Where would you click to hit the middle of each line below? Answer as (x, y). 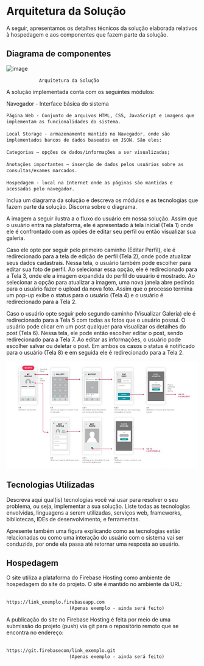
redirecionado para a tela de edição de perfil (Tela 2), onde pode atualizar (99, 256)
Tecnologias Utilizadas (51, 485)
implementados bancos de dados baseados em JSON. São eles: (84, 140)
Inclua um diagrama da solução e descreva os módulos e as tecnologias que (102, 200)
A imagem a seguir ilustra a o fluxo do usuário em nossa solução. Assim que (102, 219)
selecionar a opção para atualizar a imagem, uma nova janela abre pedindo (100, 282)
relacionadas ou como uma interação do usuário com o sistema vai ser (95, 537)
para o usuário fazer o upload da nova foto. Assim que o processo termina (100, 289)
